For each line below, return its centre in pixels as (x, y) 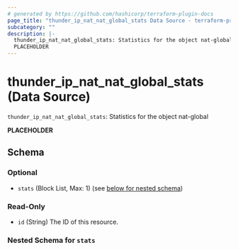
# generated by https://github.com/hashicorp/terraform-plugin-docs (110, 14)
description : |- (31, 34)
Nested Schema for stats (51, 240)
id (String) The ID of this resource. (68, 222)
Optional (22, 173)
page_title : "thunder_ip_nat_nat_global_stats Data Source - (100, 21)
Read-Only (27, 206)
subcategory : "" (31, 27)
